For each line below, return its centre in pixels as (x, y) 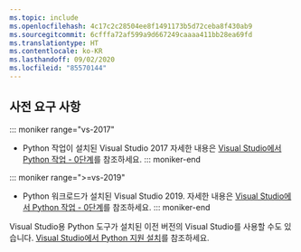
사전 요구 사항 (45, 107)
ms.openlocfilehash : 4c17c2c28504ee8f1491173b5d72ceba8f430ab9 (131, 26)
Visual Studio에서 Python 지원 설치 (99, 238)
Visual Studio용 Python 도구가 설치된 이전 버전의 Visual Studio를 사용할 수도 (146, 226)
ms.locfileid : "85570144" (58, 69)
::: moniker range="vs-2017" (62, 129)
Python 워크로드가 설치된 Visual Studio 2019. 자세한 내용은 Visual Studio (153, 196)
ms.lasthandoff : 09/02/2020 (62, 60)
